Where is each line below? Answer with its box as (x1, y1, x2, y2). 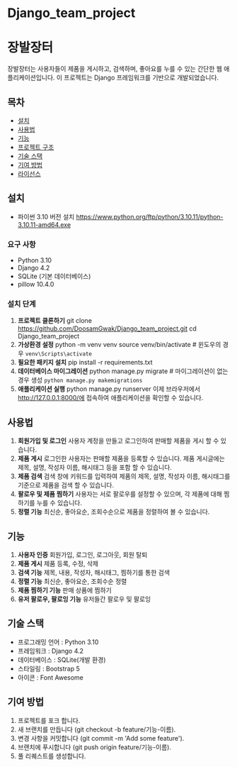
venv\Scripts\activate (25, 351, 92, 358)
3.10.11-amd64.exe (17, 220, 71, 228)
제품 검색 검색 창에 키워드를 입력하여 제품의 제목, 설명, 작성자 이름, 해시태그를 (17, 472, 231, 480)
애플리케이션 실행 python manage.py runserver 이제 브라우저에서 (17, 385, 200, 393)
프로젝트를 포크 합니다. (17, 716, 81, 724)
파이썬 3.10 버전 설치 (17, 212, 75, 221)
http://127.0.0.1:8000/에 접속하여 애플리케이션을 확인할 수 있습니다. (17, 394, 204, 402)
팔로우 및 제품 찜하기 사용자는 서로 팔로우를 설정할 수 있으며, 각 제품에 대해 (17, 490, 223, 498)
